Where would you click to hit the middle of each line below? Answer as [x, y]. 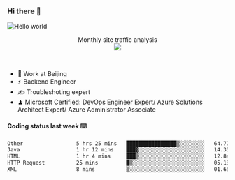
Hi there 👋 [24, 11]
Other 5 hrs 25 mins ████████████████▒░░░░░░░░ [106, 143]
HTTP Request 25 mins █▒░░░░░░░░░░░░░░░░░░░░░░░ [106, 163]
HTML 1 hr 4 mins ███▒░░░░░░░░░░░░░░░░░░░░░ [106, 156]
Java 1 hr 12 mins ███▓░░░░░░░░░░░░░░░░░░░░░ [106, 150]
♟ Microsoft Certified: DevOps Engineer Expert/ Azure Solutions [110, 102]
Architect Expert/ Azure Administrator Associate [86, 110]
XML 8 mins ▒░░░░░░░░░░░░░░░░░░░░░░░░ [106, 170]
